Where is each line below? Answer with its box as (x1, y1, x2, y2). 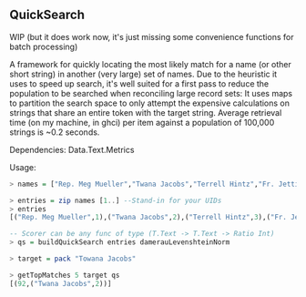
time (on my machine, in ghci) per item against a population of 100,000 (9, 117, 275, 128)
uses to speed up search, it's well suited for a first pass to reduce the (9, 77, 270, 89)
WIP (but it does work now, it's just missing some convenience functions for (9, 31, 294, 42)
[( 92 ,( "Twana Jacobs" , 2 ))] (9, 279, 112, 288)
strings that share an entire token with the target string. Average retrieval (9, 107, 282, 118)
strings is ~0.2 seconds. (9, 127, 100, 138)
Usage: (9, 161, 36, 172)
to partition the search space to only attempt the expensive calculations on (9, 97, 290, 108)
